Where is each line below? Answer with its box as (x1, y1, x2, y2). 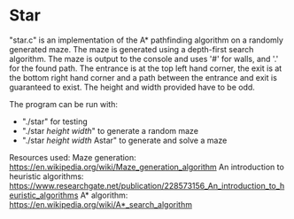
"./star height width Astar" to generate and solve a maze (21, 135, 228, 145)
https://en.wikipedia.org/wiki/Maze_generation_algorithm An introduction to (9, 161, 285, 172)
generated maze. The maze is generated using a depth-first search (9, 43, 254, 54)
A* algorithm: (80, 190, 128, 200)
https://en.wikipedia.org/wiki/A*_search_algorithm (9, 199, 193, 209)
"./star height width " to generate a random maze (21, 125, 199, 136)
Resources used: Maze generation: (9, 152, 137, 162)
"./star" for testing (21, 116, 89, 127)
